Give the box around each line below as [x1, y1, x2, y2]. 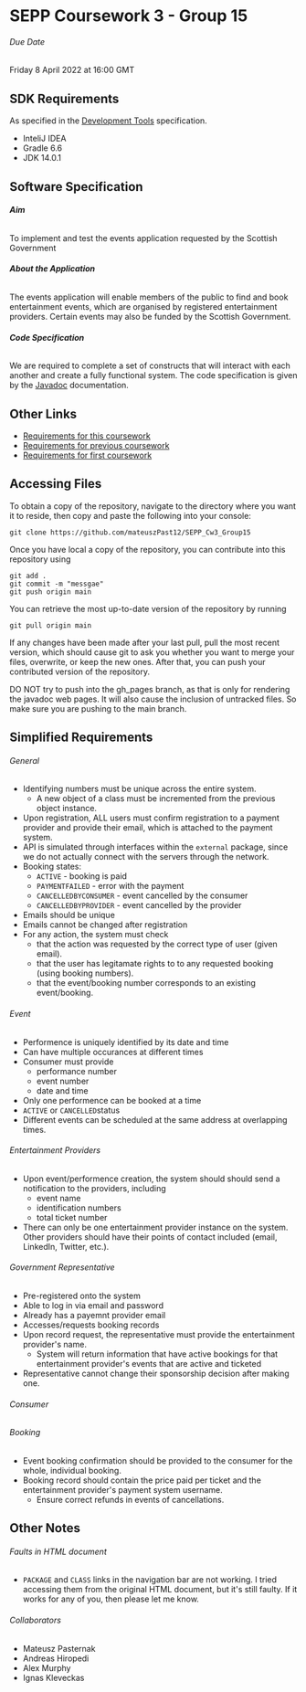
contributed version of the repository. [9, 666, 151, 677]
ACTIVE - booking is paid [36, 871, 128, 882]
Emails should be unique [22, 910, 116, 921]
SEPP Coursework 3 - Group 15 [9, 5, 248, 26]
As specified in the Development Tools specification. [9, 115, 207, 126]
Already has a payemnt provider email [22, 1310, 166, 1321]
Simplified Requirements [9, 730, 153, 746]
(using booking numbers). [36, 968, 134, 978]
